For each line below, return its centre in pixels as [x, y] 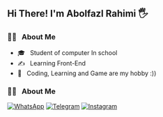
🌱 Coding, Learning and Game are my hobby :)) [87, 73]
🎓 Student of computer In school [67, 52]
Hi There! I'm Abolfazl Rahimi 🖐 [78, 14]
